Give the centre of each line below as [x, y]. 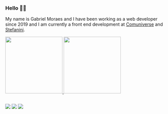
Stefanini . [15, 30]
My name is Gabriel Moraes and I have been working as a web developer [81, 19]
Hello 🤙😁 [16, 8]
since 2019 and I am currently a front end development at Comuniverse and [84, 24]
